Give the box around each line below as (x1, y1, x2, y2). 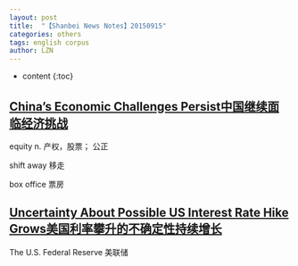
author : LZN (9, 46, 54, 55)
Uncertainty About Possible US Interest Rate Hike (9, 205, 289, 220)
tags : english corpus (9, 37, 90, 47)
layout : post (9, 12, 58, 22)
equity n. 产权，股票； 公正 (9, 140, 109, 152)
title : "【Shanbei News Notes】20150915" (9, 21, 167, 30)
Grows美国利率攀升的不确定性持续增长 (9, 221, 223, 237)
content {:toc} (21, 71, 74, 81)
